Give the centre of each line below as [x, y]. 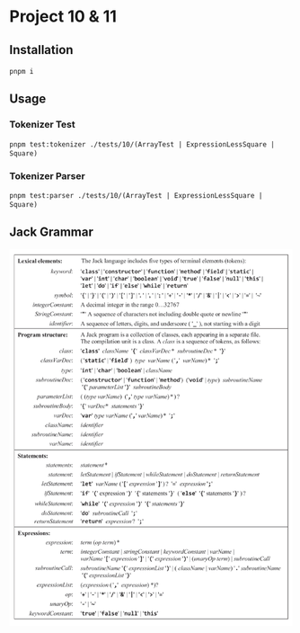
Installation [41, 50]
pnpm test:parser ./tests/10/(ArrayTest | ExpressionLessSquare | [136, 195]
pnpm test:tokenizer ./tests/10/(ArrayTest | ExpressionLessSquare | [142, 144]
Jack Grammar [52, 232]
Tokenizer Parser [47, 175]
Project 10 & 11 [63, 17]
